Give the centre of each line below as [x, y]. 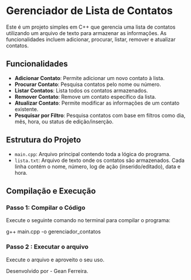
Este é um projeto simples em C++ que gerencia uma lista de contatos [91, 27]
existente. [26, 109]
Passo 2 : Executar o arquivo [47, 247]
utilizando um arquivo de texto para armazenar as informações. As [86, 33]
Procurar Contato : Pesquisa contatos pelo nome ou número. [88, 84]
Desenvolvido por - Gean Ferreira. [47, 271]
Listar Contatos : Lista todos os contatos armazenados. [81, 90]
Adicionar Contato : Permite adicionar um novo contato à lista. [90, 78]
